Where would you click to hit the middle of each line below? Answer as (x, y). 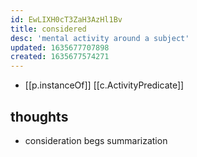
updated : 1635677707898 (60, 47)
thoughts (39, 116)
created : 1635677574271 (60, 57)
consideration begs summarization (96, 140)
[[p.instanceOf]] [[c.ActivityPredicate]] (104, 85)
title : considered (48, 29)
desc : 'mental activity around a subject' (100, 38)
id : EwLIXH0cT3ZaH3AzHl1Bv (66, 19)
